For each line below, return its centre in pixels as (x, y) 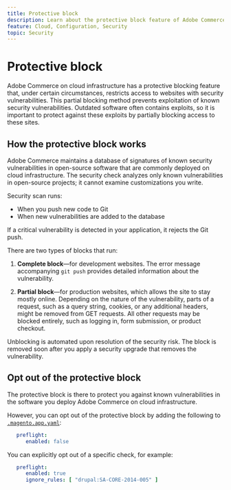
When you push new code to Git (63, 209)
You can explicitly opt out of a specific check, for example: (90, 454)
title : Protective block (43, 13)
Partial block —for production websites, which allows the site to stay (114, 292)
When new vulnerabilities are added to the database (91, 216)
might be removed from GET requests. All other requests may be (109, 313)
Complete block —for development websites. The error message (109, 264)
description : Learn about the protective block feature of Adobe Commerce (117, 20)
